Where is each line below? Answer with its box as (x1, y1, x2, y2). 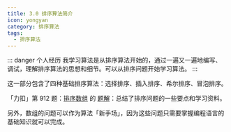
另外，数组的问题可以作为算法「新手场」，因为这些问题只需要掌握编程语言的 (7, 109, 225, 117)
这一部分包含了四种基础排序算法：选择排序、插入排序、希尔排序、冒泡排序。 (7, 79, 228, 88)
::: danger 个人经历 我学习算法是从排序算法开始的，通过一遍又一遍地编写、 (7, 56, 222, 65)
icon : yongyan (7, 17, 49, 24)
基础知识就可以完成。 (7, 117, 68, 126)
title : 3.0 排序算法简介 (7, 10, 73, 17)
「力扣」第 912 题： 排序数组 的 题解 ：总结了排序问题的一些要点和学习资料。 (7, 94, 226, 103)
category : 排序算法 (7, 23, 60, 30)
